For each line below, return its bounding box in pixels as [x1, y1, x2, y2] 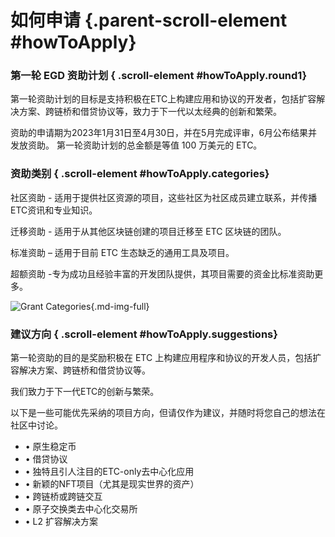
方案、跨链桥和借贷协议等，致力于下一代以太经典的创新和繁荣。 [18, 106, 282, 118]
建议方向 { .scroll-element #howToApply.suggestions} [10, 327, 278, 341]
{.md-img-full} [90, 300, 150, 312]
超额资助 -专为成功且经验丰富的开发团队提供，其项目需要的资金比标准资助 [10, 267, 315, 280]
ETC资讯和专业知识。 [10, 204, 98, 216]
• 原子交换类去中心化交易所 [24, 503, 138, 515]
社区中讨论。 [10, 419, 63, 431]
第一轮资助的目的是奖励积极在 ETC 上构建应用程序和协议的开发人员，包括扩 [10, 352, 322, 364]
